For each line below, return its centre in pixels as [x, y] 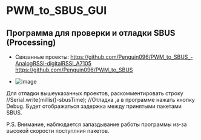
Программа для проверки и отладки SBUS [91, 33]
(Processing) [31, 42]
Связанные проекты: [42, 57]
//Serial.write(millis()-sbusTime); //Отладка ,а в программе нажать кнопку [100, 100]
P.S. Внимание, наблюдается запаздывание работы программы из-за [97, 124]
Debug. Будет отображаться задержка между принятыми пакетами [94, 106]
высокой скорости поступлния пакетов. [58, 131]
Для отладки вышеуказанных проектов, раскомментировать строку [95, 93]
